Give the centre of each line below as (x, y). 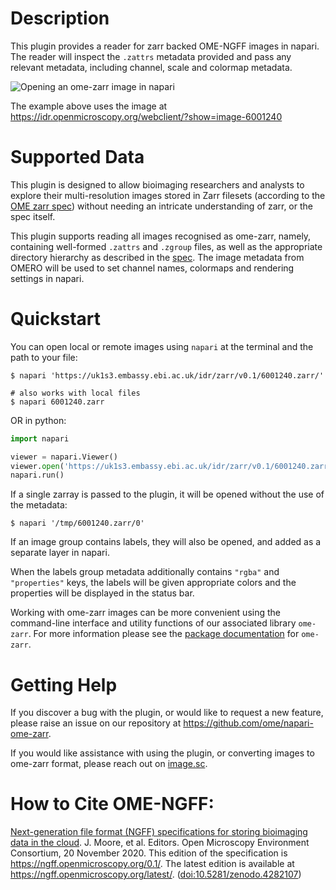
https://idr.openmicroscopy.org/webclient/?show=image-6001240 (146, 116)
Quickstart (56, 319)
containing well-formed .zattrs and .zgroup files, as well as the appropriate (166, 246)
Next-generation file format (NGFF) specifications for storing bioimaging (159, 832)
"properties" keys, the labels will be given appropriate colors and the (153, 583)
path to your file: (44, 357)
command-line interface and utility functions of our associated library (153, 623)
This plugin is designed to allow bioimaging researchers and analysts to (157, 184)
